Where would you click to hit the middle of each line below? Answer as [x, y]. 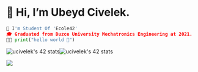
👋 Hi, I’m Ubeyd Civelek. [68, 12]
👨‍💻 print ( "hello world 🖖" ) [41, 40]
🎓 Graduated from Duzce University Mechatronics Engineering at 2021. [99, 34]
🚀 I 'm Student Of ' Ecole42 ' [42, 28]
